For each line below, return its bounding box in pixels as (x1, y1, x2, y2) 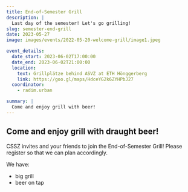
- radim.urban (17, 87, 53, 94)
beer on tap (15, 179, 44, 186)
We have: (6, 161, 30, 168)
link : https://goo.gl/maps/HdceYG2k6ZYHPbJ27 (17, 76, 134, 82)
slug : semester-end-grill (6, 25, 71, 32)
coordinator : (11, 82, 45, 88)
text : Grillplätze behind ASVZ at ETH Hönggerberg (17, 70, 147, 76)
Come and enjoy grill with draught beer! (6, 127, 159, 137)
